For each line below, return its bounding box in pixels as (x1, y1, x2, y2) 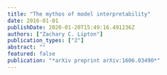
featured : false (7, 51, 55, 58)
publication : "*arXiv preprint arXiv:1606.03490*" (7, 57, 161, 64)
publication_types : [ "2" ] (7, 37, 84, 44)
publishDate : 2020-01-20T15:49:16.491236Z (7, 24, 135, 31)
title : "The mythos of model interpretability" (7, 10, 151, 18)
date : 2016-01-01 (7, 17, 59, 24)
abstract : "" (7, 44, 46, 51)
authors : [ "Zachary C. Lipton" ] (7, 30, 103, 38)
